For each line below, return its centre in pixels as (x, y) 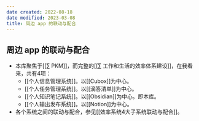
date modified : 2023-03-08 (41, 18)
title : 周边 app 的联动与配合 (41, 23)
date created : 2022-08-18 (39, 12)
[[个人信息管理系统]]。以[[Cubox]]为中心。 (78, 81)
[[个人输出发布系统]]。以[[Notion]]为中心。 (79, 104)
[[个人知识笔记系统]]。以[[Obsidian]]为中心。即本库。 (92, 96)
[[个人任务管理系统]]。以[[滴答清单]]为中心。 (81, 89)
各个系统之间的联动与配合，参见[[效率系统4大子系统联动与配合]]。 (99, 112)
